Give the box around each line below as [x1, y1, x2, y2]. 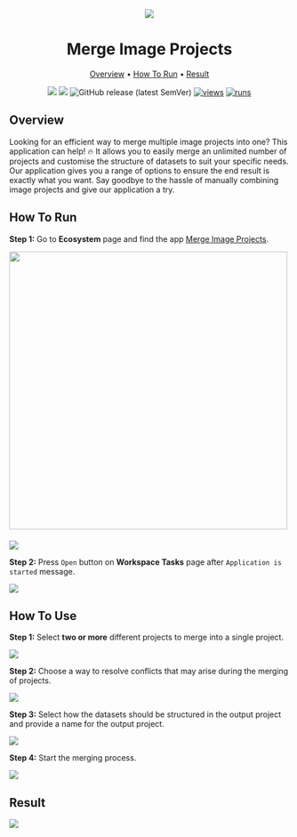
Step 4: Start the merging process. [9, 752, 137, 763]
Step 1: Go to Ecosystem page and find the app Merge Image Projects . [9, 233, 269, 244]
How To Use [9, 608, 77, 624]
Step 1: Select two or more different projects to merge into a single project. [9, 632, 285, 643]
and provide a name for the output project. [9, 719, 165, 729]
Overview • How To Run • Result [89, 68, 210, 79]
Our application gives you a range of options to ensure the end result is [9, 165, 269, 176]
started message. [9, 566, 76, 576]
